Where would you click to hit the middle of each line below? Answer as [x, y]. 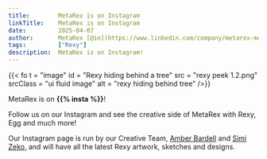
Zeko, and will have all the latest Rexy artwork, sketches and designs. [122, 147]
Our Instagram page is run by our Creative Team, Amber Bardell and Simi [128, 138]
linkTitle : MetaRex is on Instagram [74, 23]
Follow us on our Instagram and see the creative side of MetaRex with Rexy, [132, 114]
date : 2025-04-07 [51, 30]
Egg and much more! [43, 123]
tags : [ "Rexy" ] [48, 45]
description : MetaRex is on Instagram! [76, 52]
